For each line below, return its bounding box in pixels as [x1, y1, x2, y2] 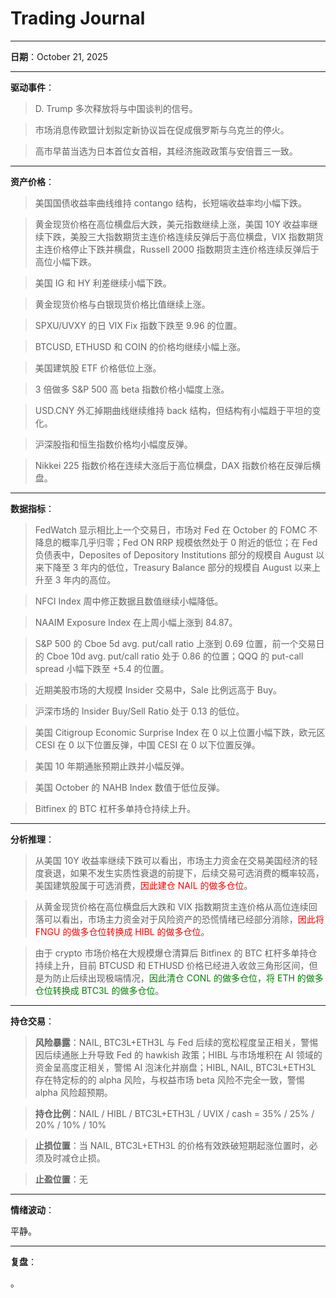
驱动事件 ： [10, 81, 55, 93]
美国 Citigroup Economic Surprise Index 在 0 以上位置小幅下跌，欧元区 [34, 726, 326, 738]
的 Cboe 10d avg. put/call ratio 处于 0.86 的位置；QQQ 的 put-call [34, 650, 304, 662]
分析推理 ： [10, 833, 55, 845]
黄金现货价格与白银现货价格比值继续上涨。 [34, 298, 211, 310]
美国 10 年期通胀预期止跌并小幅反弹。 [34, 760, 190, 772]
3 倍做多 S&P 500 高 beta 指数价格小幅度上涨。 [34, 383, 230, 395]
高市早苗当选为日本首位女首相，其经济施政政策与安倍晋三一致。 [34, 145, 298, 157]
